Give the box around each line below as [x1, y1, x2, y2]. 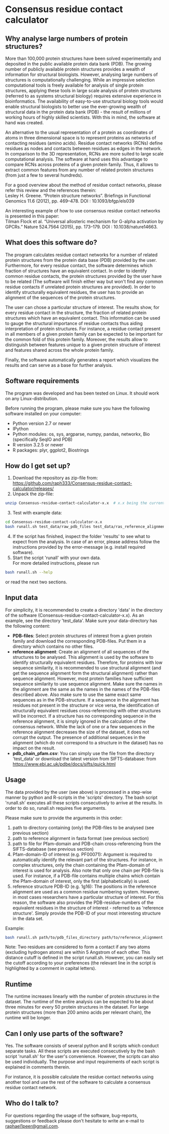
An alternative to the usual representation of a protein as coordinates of [5, 129, 153, 135]
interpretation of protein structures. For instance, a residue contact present [5, 326, 161, 332]
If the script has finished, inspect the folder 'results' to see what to [12, 534, 150, 540]
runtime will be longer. [5, 1015, 51, 1021]
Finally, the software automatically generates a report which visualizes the [5, 356, 159, 363]
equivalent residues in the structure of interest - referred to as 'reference [12, 904, 164, 911]
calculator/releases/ [12, 486, 54, 492]
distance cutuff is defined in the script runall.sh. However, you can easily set [5, 955, 163, 961]
